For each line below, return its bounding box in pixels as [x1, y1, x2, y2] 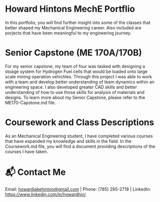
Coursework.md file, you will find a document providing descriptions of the [5, 143, 156, 149]
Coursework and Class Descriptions [5, 117, 155, 128]
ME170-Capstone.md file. [5, 99, 56, 106]
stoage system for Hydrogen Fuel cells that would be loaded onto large [5, 68, 148, 74]
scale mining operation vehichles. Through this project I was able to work [5, 73, 152, 79]
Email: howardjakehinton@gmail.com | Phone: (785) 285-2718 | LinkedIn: [5, 186, 151, 192]
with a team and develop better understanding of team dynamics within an [5, 79, 155, 85]
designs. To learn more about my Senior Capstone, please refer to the [5, 94, 145, 100]
